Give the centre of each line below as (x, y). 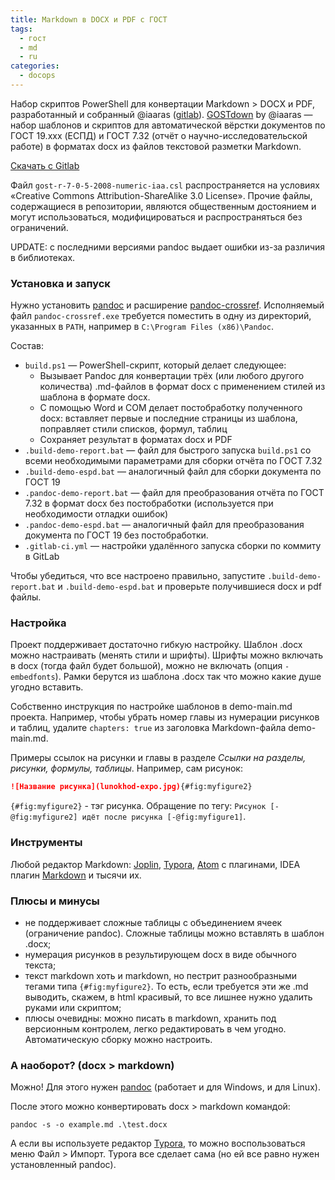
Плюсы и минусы (55, 901)
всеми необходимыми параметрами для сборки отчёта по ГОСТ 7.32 (173, 461)
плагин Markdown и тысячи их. (76, 875)
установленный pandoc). (63, 1165)
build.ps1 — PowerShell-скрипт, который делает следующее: (155, 365)
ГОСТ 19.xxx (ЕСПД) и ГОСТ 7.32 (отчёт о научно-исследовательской (159, 135)
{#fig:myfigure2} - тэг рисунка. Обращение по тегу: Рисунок (138, 806)
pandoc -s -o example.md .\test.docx (89, 1125)
